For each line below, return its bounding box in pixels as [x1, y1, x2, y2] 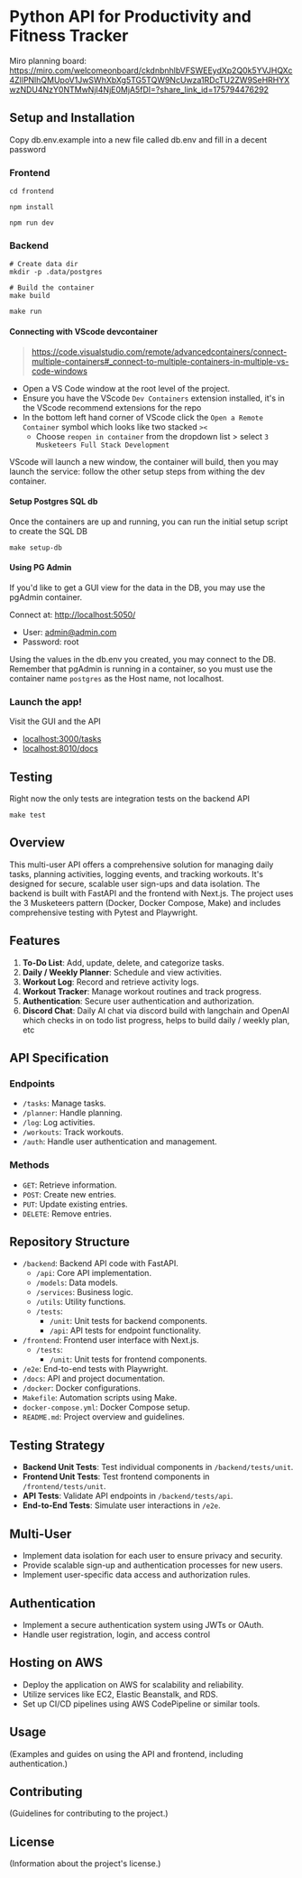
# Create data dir [9, 260, 78, 269]
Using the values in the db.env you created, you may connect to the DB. [9, 653, 277, 664]
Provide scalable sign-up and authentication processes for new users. [22, 1559, 283, 1571]
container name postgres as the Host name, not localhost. [9, 672, 224, 683]
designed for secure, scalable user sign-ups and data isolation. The [9, 878, 261, 889]
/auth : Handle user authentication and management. [22, 1136, 218, 1147]
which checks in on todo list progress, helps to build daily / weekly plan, [22, 1014, 290, 1025]
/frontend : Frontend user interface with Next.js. [22, 1335, 200, 1346]
